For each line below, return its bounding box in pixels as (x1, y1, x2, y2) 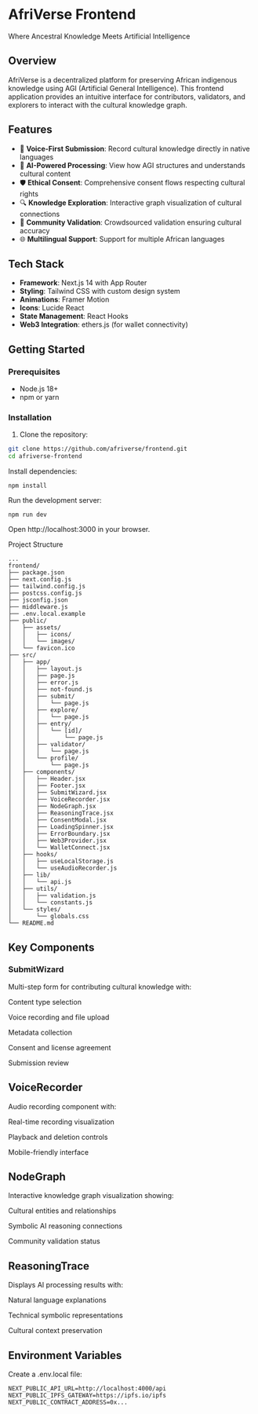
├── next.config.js (8, 576, 72, 584)
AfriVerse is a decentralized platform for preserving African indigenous (8, 75, 238, 84)
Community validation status (8, 1236, 100, 1246)
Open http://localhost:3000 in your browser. (8, 525, 151, 534)
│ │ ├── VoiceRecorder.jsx (8, 796, 111, 804)
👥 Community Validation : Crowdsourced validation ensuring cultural (19, 218, 242, 227)
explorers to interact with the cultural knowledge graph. (8, 100, 188, 109)
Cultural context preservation (8, 1326, 103, 1335)
